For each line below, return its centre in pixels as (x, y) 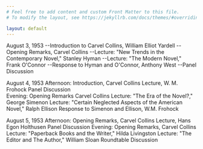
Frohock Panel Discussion (39, 90)
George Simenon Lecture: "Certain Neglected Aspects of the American (95, 102)
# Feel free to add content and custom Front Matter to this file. (93, 12)
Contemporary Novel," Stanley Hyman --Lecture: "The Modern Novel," (94, 59)
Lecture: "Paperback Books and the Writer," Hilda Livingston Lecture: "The (99, 133)
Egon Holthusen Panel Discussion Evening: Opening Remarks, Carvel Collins (101, 127)
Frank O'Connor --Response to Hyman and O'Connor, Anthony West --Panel (101, 65)
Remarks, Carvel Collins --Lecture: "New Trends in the (97, 52)
